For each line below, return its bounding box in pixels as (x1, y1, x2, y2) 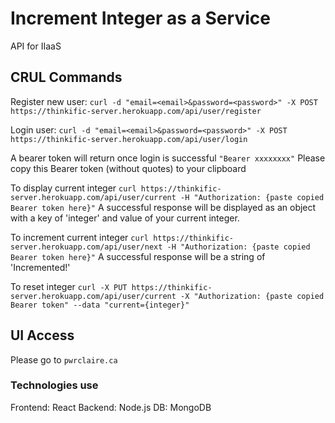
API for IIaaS (10, 40, 62, 52)
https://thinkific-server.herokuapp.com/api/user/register (10, 106, 262, 116)
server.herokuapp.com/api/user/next (10, 242, 163, 252)
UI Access (10, 327, 75, 344)
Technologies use (10, 378, 99, 392)
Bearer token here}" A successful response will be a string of (10, 250, 266, 262)
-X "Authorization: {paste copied (180, 291, 325, 301)
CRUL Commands (10, 69, 123, 86)
